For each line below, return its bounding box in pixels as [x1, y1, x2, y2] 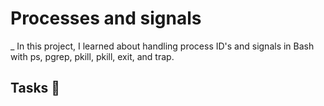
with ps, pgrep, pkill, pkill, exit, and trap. [10, 50, 175, 62]
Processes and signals [10, 7, 202, 30]
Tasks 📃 [10, 80, 61, 97]
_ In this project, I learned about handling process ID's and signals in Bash [10, 40, 315, 52]
